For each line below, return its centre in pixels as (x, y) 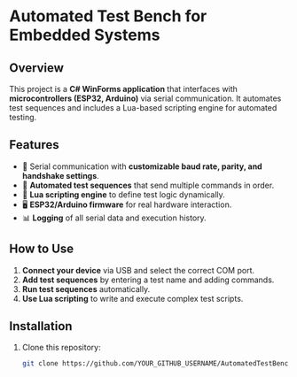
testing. (23, 117)
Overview (37, 68)
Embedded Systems (85, 35)
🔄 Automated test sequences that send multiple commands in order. (148, 185)
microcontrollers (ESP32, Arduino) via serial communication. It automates (145, 98)
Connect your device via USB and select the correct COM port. (138, 270)
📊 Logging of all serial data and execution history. (114, 218)
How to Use (42, 249)
